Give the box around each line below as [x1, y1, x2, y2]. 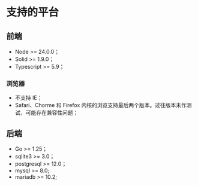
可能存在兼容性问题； [25, 109, 79, 117]
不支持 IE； [14, 94, 43, 102]
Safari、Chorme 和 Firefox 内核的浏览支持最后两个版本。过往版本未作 [14, 102, 187, 109]
